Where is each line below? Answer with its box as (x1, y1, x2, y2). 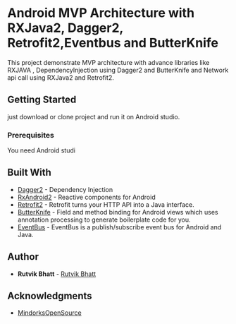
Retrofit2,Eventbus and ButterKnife (7, 35, 218, 51)
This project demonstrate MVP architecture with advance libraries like (7, 58, 210, 66)
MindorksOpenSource (17, 308, 82, 317)
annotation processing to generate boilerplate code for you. (17, 215, 191, 224)
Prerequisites (7, 130, 54, 140)
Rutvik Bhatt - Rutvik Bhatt (17, 270, 97, 278)
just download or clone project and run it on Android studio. (7, 112, 180, 121)
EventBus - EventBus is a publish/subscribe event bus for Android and (17, 222, 222, 231)
